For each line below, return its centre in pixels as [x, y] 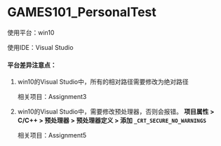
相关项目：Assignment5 [52, 135]
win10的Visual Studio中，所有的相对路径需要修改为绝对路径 [103, 82]
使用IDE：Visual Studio [40, 47]
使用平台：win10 [31, 32]
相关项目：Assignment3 [52, 97]
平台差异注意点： [32, 65]
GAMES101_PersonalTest [82, 12]
